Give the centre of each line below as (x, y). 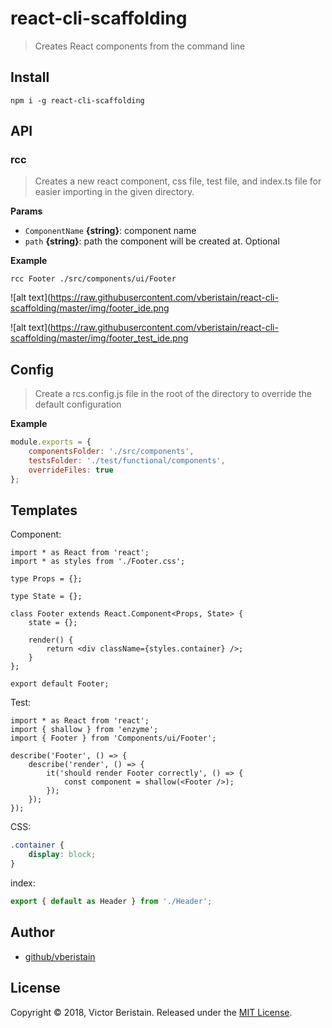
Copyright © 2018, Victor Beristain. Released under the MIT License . (151, 1012)
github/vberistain (60, 956)
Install (30, 77)
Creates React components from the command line (140, 46)
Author (32, 932)
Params (26, 211)
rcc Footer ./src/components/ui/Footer (93, 279)
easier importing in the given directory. (114, 192)
